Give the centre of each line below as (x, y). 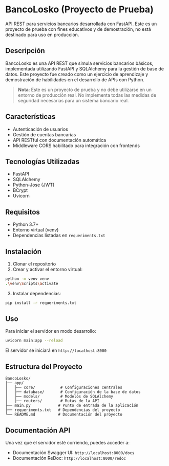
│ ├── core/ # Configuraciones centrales (64, 388)
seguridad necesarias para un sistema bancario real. (73, 100)
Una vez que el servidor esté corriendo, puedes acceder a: (67, 442)
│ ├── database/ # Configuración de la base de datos (73, 392)
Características (30, 117)
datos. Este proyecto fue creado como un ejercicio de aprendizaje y (77, 74)
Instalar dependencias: (37, 293)
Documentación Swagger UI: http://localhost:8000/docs (73, 452)
